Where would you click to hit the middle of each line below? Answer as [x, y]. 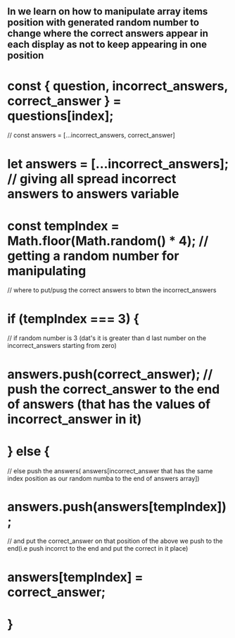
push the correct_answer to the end [114, 389]
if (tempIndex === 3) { [73, 319]
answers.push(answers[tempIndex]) [117, 507]
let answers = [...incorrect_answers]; [118, 164]
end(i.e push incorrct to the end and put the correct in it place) [98, 549]
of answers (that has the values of [109, 404]
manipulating [47, 271]
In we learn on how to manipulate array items [108, 12]
